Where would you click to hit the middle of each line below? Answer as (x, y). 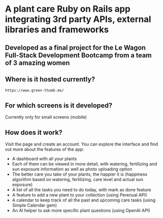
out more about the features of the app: (45, 149)
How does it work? (34, 132)
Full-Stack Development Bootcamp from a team (78, 55)
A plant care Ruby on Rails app (68, 9)
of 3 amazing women (37, 63)
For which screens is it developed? (59, 105)
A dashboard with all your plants (44, 159)
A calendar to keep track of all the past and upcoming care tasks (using (84, 200)
